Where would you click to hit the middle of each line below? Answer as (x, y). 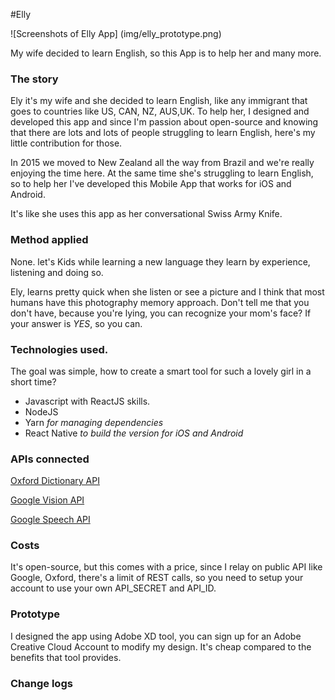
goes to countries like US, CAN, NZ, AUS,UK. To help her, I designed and (160, 111)
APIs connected (50, 459)
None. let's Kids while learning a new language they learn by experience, (160, 261)
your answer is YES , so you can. (76, 323)
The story (34, 79)
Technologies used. (59, 349)
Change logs (41, 683)
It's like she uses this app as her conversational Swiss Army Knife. (146, 214)
